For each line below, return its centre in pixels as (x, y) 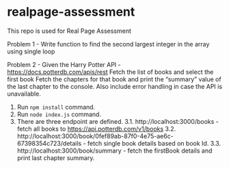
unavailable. (24, 94)
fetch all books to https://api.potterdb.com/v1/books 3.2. (96, 129)
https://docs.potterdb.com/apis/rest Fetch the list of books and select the (110, 72)
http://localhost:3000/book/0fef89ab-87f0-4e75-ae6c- (95, 136)
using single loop (31, 51)
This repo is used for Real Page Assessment (69, 31)
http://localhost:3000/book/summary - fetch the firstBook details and (114, 151)
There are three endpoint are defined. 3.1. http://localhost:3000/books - (118, 121)
